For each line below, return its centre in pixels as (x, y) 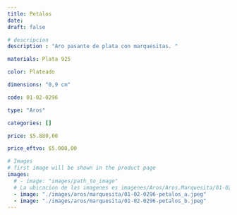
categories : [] (30, 123)
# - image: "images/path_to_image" (66, 181)
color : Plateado (31, 72)
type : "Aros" (26, 110)
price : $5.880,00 (33, 136)
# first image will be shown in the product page (82, 168)
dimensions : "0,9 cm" (39, 85)
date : (15, 21)
